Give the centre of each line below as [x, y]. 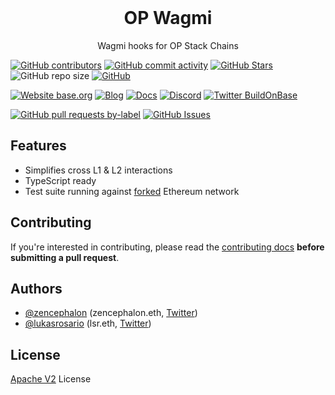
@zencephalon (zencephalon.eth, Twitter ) [111, 313]
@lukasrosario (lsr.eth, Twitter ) [88, 323]
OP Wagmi [168, 18]
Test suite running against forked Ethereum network [132, 191]
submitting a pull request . [65, 257]
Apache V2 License [51, 379]
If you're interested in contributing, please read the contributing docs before [167, 247]
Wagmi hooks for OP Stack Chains [168, 45]
